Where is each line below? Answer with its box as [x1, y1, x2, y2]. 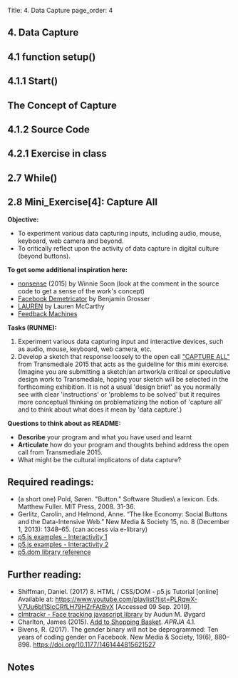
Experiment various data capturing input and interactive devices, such [17, 337, 224, 345]
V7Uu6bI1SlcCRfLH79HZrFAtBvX [17, 603, 114, 611]
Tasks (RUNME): [7, 323, 57, 332]
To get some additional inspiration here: [7, 265, 128, 273]
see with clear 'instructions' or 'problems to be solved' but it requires [17, 390, 221, 398]
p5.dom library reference [17, 548, 91, 556]
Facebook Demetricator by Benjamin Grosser [17, 294, 150, 303]
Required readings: [7, 476, 94, 488]
